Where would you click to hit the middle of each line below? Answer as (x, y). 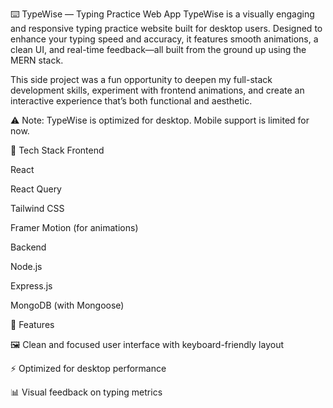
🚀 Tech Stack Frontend (57, 150)
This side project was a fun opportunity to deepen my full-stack (141, 79)
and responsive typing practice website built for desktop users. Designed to (166, 28)
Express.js (31, 286)
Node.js (26, 266)
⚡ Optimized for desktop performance (88, 368)
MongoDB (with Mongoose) (67, 305)
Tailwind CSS (37, 208)
